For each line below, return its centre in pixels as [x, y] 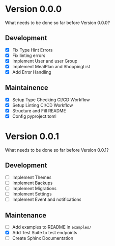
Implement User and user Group [45, 61]
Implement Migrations [34, 188]
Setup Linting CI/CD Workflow [43, 105]
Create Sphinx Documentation [43, 238]
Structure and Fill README [39, 111]
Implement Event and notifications [47, 199]
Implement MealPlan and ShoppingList [51, 66]
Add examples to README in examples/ [52, 227]
